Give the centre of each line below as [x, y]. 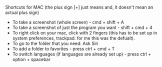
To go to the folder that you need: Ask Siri [55, 43]
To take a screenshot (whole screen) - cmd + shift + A [68, 22]
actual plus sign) [22, 12]
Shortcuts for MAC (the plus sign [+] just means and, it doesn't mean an [79, 7]
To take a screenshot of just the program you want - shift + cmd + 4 [82, 27]
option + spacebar [31, 59]
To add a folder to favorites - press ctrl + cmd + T [63, 49]
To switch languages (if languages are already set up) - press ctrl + [82, 54]
